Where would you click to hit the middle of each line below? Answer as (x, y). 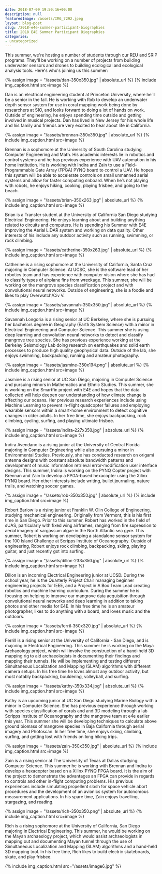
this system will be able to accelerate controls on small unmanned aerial (77, 175)
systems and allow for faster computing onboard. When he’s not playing (77, 180)
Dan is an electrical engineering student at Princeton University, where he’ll (80, 94)
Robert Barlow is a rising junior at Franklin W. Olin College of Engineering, (78, 510)
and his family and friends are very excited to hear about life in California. (78, 125)
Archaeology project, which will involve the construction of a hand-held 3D (80, 651)
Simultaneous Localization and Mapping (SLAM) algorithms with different (78, 666)
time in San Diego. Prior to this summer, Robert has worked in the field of (78, 520)
